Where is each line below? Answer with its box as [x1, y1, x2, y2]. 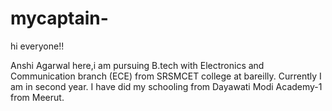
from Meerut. [10, 91, 65, 103]
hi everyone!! [10, 40, 65, 52]
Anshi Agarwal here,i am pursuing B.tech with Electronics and [10, 59, 265, 71]
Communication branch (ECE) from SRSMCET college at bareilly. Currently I [10, 70, 322, 82]
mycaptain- [10, 7, 109, 30]
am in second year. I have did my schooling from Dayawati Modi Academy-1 [10, 80, 323, 92]
